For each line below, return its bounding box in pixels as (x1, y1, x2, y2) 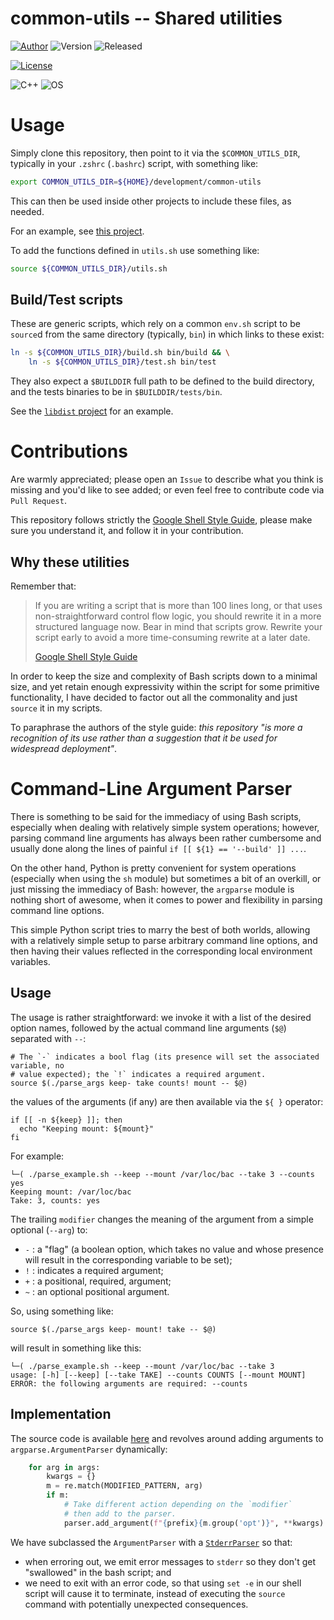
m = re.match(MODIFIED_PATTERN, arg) (46, 1481, 203, 1491)
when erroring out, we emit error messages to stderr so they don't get (24, 1555, 317, 1567)
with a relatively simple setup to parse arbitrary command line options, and (10, 934, 318, 946)
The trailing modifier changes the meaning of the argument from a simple (10, 1213, 314, 1225)
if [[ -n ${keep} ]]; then (10, 1115, 123, 1125)
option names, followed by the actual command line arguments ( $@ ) (10, 1022, 287, 1034)
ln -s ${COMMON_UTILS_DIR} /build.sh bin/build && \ (10, 348, 230, 358)
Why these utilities (10, 553, 130, 571)
